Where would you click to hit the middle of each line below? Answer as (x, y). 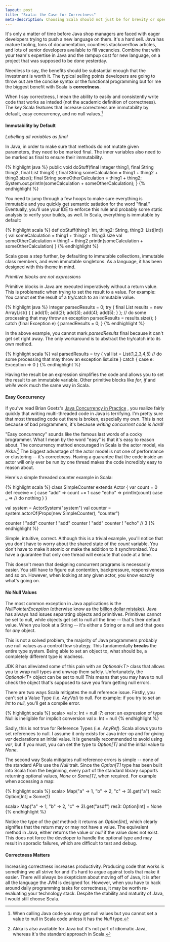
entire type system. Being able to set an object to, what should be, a (76, 651)
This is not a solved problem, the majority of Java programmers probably (81, 640)
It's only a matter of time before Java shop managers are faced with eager (83, 34)
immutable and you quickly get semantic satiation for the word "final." (78, 204)
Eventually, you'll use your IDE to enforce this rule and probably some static (84, 209)
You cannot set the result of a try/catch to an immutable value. (70, 297)
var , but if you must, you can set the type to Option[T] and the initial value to (85, 744)
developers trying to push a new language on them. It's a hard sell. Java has (85, 39)
